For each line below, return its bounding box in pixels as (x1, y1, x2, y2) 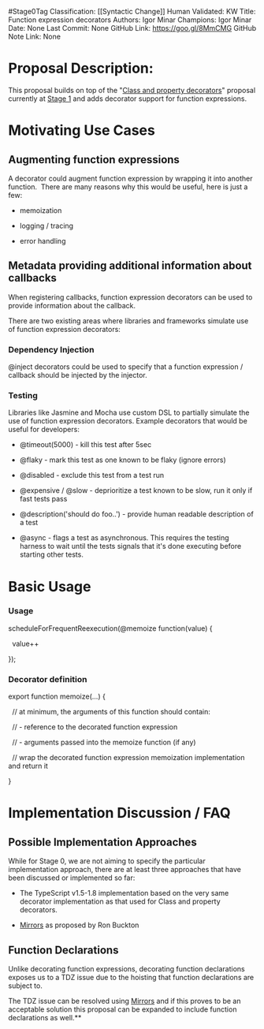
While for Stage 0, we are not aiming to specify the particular (8, 856, 206, 866)
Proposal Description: (8, 59, 154, 77)
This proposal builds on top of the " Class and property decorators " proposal (8, 85, 256, 95)
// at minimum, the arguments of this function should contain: (11, 707, 211, 717)
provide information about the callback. (8, 300, 136, 310)
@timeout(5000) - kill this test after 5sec (19, 440, 152, 449)
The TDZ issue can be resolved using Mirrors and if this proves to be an (8, 996, 241, 1005)
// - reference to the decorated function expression (11, 722, 178, 732)
